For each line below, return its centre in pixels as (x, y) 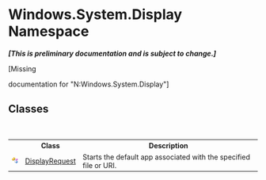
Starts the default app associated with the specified (167, 157)
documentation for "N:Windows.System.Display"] (89, 84)
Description (169, 146)
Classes (28, 109)
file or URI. (100, 165)
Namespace (49, 31)
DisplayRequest (51, 161)
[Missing (23, 68)
